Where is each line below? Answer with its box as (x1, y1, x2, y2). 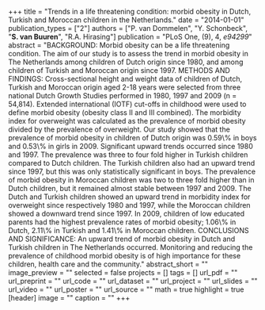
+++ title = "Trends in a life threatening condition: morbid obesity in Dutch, (8, 7, 252, 16)
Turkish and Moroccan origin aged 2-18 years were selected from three (8, 82, 241, 92)
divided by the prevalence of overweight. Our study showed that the (8, 124, 231, 134)
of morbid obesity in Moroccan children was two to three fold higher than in (8, 175, 255, 185)
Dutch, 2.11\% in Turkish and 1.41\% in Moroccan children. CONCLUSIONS (8, 226, 249, 235)
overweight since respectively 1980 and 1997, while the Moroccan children (8, 201, 251, 209)
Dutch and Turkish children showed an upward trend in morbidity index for (8, 192, 251, 201)
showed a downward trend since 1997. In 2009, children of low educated (8, 209, 245, 218)
